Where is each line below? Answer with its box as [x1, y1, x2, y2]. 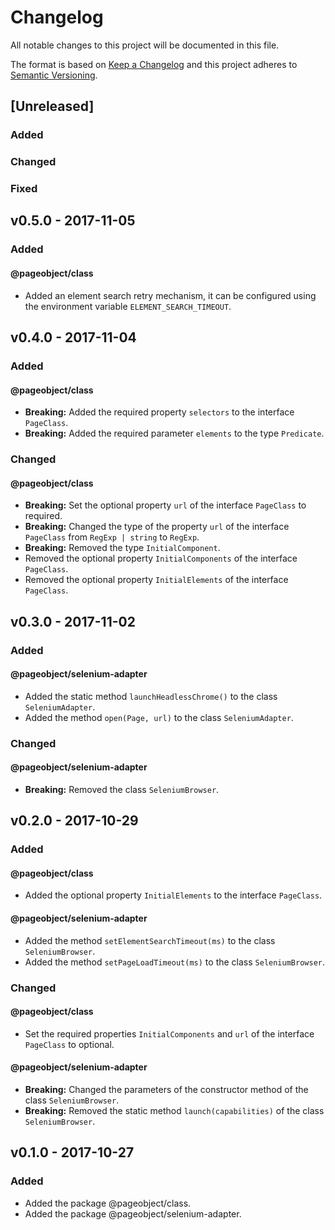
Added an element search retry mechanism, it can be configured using [24, 289, 317, 301]
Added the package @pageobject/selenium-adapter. [24, 1207, 242, 1220]
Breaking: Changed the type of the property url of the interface [24, 521, 290, 533]
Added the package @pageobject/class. [24, 1197, 192, 1209]
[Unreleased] [10, 98, 95, 115]
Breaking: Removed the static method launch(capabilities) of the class [24, 1104, 325, 1116]
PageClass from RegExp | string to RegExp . [24, 531, 200, 543]
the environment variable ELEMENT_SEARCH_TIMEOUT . [24, 300, 232, 312]
